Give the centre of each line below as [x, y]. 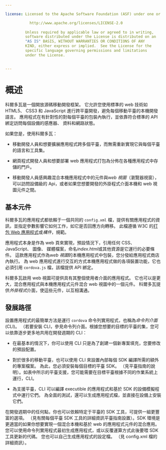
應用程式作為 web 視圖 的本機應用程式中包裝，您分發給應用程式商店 [91, 255]
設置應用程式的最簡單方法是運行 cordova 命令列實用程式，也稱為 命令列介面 [81, 320]
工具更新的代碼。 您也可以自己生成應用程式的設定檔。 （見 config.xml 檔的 [81, 437]
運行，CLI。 [25, 378]
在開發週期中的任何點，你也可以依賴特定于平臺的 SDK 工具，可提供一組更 [80, 412]
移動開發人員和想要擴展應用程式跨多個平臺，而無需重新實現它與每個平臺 [86, 144]
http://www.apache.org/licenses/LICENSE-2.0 [76, 23]
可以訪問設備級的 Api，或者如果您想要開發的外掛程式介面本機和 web [82, 184]
